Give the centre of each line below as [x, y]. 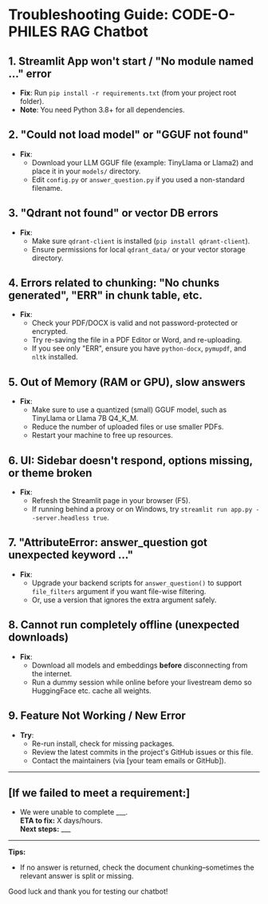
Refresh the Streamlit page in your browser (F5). [111, 501]
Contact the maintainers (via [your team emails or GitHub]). [129, 760]
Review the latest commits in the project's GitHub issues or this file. [142, 751]
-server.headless [61, 518]
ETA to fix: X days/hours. [61, 821]
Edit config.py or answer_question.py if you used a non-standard [138, 179]
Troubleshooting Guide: [89, 15]
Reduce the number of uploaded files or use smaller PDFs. [128, 427]
